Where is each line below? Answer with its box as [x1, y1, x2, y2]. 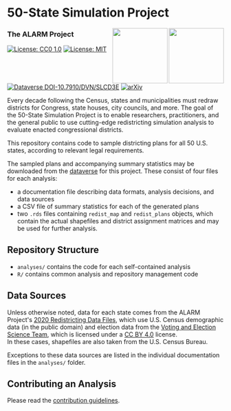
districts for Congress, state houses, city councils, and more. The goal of [7, 103, 214, 112]
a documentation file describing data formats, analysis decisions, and [16, 188, 214, 196]
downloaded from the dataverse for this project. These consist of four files [7, 167, 219, 175]
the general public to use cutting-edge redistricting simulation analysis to [7, 118, 214, 126]
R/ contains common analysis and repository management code [16, 270, 199, 278]
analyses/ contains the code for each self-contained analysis [16, 262, 191, 270]
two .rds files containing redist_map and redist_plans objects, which [16, 209, 213, 218]
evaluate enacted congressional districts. [7, 126, 124, 134]
